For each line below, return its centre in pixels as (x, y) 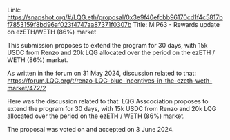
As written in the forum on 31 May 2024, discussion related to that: (102, 73)
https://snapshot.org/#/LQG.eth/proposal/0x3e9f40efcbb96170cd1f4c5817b (115, 17)
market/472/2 (27, 88)
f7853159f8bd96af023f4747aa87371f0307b (69, 24)
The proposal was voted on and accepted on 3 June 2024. (90, 129)
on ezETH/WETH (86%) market (52, 32)
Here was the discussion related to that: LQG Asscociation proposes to (108, 101)
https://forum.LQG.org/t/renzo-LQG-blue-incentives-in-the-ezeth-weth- (110, 81)
